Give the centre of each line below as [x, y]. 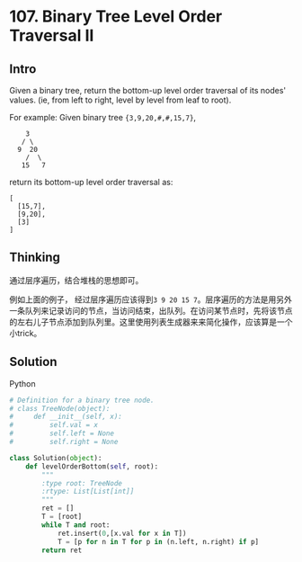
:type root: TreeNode [82, 483]
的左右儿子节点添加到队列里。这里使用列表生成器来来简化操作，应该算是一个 [151, 322]
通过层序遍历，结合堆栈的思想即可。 [76, 280]
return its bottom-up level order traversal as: [91, 182]
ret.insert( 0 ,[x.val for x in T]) [122, 533]
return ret [62, 550]
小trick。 [26, 333]
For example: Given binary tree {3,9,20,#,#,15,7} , [102, 117]
